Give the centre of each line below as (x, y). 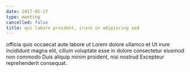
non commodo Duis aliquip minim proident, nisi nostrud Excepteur (85, 57)
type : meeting (23, 17)
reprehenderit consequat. (37, 63)
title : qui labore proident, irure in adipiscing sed (73, 28)
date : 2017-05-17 (27, 11)
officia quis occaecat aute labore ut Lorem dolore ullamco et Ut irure (88, 44)
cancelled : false (27, 22)
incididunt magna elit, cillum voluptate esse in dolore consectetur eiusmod (95, 51)
